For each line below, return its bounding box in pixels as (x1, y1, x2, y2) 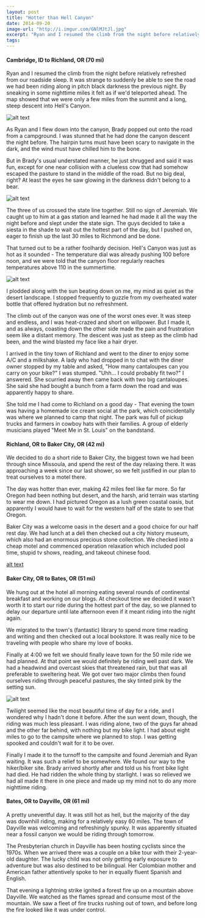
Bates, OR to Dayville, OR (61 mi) (6, 797, 90, 805)
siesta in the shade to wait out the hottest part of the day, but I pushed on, (6, 226, 192, 234)
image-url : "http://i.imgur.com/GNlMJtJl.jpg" (6, 26, 127, 32)
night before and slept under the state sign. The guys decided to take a (6, 220, 185, 227)
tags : (6, 37, 20, 43)
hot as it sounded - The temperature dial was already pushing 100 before (6, 251, 190, 258)
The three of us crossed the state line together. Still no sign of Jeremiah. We (6, 207, 198, 214)
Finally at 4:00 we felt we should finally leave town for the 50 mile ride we (6, 651, 192, 658)
